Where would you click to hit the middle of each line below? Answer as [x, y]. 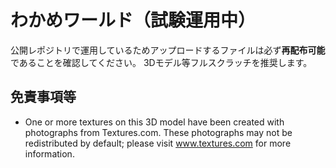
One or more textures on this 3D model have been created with [154, 122]
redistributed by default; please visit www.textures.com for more [158, 143]
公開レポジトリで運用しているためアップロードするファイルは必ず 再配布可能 [168, 50]
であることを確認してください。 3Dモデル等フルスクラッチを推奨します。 [161, 62]
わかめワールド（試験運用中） [133, 20]
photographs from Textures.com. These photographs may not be [158, 132]
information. [49, 153]
